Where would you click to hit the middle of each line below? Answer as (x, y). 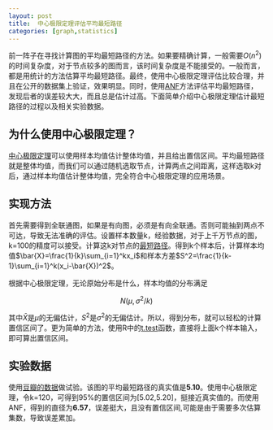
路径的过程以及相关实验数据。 (58, 106)
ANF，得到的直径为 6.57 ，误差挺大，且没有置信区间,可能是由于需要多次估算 (135, 407)
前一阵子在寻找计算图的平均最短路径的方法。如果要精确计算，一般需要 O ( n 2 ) (135, 55)
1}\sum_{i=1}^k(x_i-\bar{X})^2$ (60, 266)
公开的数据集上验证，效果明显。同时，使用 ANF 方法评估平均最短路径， (140, 86)
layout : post (30, 16)
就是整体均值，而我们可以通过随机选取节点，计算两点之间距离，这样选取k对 (135, 165)
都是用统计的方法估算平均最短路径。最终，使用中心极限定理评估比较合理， (133, 76)
